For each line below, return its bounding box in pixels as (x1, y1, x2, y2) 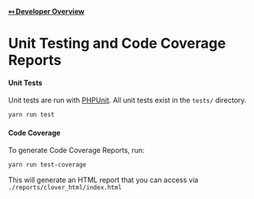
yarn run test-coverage (8, 161, 87, 169)
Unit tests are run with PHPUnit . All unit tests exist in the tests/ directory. (8, 95, 247, 105)
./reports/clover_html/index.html (8, 184, 123, 192)
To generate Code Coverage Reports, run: (8, 146, 145, 155)
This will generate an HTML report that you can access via (8, 175, 199, 185)
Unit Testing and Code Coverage (8, 35, 226, 52)
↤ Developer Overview (8, 7, 85, 16)
